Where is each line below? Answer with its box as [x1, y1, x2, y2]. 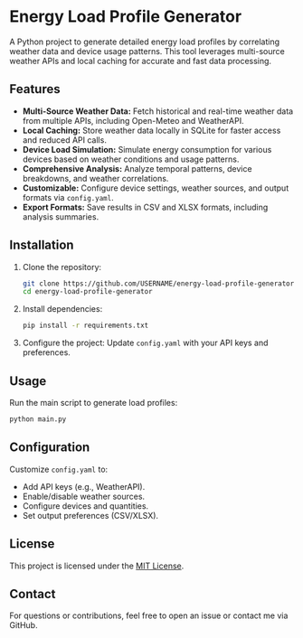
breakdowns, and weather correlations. [22, 173, 169, 183]
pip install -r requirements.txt [22, 321, 149, 331]
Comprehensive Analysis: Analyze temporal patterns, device [22, 163, 252, 174]
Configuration [9, 440, 90, 455]
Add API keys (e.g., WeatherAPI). [22, 481, 146, 492]
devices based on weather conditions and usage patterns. [22, 154, 240, 164]
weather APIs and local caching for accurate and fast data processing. [9, 55, 272, 66]
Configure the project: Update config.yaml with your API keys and [22, 337, 269, 349]
